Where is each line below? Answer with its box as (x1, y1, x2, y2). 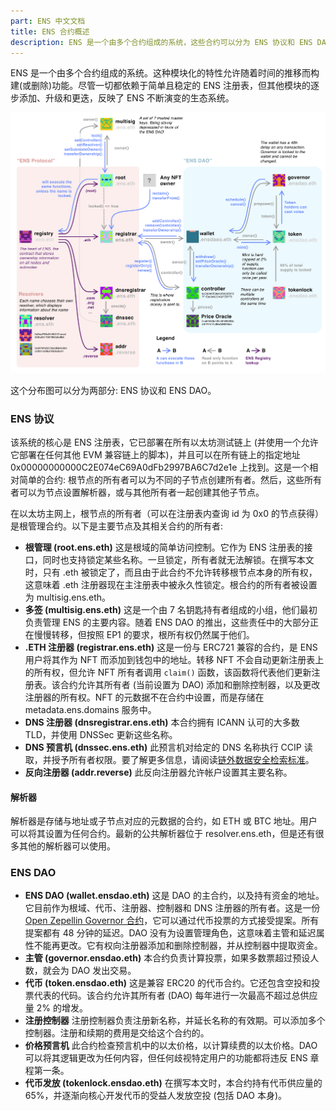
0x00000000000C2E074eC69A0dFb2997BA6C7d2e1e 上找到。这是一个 (10, 461, 310, 473)
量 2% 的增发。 (24, 1002, 88, 1014)
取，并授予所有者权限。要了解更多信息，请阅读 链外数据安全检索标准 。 (24, 753, 315, 765)
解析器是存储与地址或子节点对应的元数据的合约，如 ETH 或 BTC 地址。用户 (10, 815, 318, 827)
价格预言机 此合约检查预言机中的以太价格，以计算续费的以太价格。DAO (24, 1040, 318, 1052)
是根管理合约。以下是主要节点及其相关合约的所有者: (10, 520, 224, 532)
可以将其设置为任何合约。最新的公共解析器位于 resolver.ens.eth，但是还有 (10, 828, 316, 840)
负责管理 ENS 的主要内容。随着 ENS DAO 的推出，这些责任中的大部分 (24, 616, 310, 628)
